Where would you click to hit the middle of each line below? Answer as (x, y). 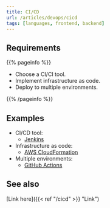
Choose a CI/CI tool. (40, 74)
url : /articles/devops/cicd (42, 18)
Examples (25, 118)
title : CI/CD (23, 12)
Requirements (33, 48)
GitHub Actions (43, 165)
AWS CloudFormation (51, 152)
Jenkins (34, 139)
